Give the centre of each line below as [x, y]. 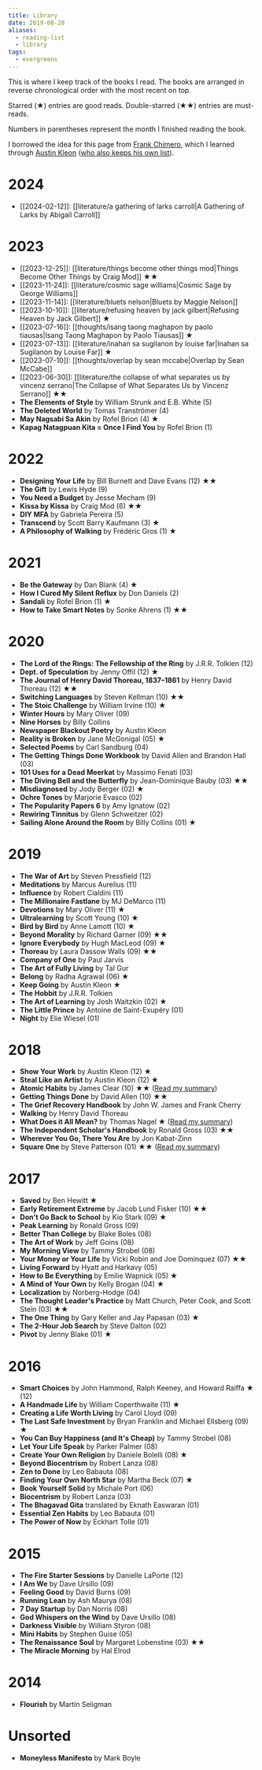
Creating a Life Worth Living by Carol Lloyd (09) [98, 1413]
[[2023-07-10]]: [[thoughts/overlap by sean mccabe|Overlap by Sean [132, 360]
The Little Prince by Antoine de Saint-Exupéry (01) [101, 1009]
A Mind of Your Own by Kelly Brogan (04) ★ [92, 1284]
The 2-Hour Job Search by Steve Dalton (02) [93, 1326]
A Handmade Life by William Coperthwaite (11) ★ [100, 1405]
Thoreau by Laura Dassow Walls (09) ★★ [88, 951]
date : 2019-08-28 [37, 23]
